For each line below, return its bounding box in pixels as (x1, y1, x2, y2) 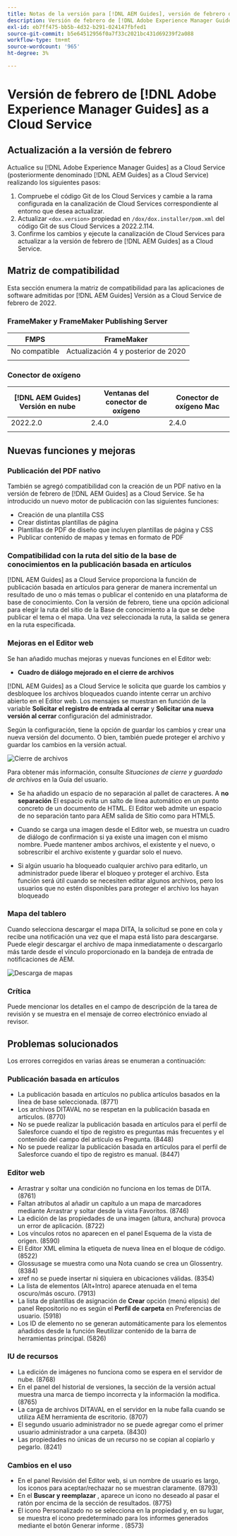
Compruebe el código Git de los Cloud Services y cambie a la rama (17, 191, 213, 200)
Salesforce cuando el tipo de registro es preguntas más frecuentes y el (17, 1128, 224, 1136)
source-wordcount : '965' (7, 43, 80, 50)
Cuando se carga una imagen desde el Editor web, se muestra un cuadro (17, 825, 230, 833)
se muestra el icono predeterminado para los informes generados (17, 1514, 209, 1523)
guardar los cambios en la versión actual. (7, 740, 127, 749)
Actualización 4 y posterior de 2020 (66, 346, 186, 356)
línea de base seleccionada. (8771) (17, 1097, 119, 1106)
